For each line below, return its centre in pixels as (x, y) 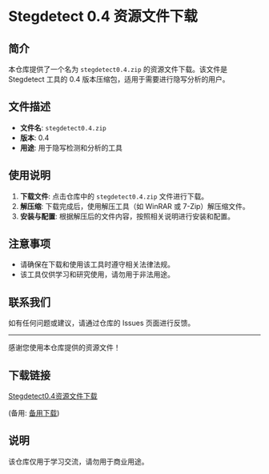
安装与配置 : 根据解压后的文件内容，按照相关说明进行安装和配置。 (127, 216)
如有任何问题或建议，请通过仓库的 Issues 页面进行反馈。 (102, 323)
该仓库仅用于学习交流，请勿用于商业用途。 (78, 461)
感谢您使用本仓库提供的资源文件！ (64, 347)
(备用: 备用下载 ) (34, 413)
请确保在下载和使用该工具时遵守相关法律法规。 (97, 264)
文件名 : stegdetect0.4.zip (63, 127)
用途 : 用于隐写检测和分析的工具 (71, 147)
